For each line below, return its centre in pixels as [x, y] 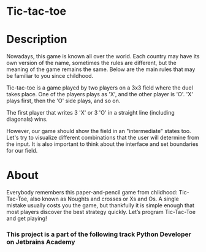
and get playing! [27, 218]
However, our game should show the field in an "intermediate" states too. [99, 131]
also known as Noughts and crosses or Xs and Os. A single [104, 199]
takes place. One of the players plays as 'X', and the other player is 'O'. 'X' [100, 94]
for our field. [22, 151]
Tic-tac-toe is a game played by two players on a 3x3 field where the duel [100, 88]
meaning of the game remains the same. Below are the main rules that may [101, 69]
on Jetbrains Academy [41, 242]
